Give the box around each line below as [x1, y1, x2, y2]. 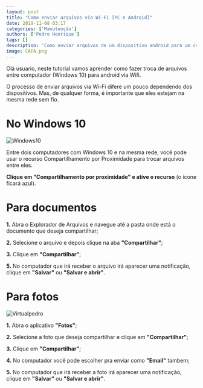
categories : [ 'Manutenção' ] [6, 25, 77, 32]
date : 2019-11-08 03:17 [6, 20, 66, 26]
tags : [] [6, 37, 28, 43]
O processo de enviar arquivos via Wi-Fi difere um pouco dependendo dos [6, 83, 192, 90]
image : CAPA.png [6, 48, 47, 54]
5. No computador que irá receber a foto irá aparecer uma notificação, [6, 368, 182, 375]
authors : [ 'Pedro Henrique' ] [6, 31, 80, 37]
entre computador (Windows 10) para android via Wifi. [6, 71, 141, 79]
